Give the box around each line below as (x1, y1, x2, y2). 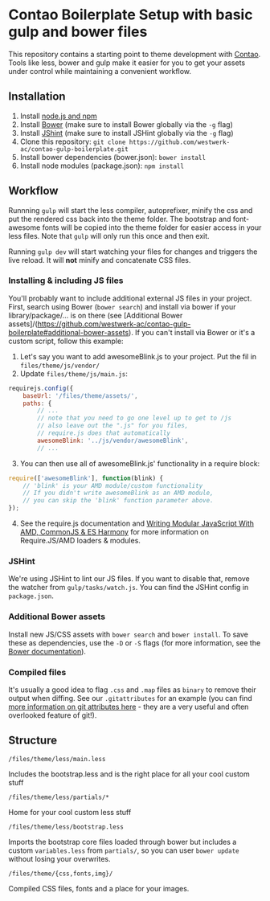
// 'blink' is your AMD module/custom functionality (22, 481, 203, 489)
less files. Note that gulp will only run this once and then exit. (8, 231, 211, 240)
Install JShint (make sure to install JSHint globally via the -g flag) (19, 128, 235, 137)
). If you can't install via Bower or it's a (128, 327, 256, 337)
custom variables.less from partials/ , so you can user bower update (8, 846, 239, 855)
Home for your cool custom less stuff (8, 807, 132, 817)
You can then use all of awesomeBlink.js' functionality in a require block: (19, 458, 260, 468)
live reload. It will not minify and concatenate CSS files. (8, 255, 191, 264)
